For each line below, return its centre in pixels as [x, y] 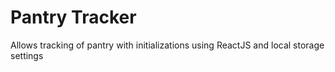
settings [27, 55]
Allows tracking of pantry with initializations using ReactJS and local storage [167, 45]
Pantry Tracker [73, 17]
